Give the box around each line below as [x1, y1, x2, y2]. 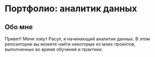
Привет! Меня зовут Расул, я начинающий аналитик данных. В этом [4, 36, 150, 42]
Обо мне [4, 23, 33, 31]
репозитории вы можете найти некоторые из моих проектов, [4, 41, 135, 47]
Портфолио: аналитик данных [4, 3, 137, 14]
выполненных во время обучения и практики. [4, 47, 103, 52]
